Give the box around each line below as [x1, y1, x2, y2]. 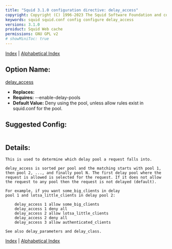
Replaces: [12, 88, 35, 95]
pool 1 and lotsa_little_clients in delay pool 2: [5, 193, 116, 198]
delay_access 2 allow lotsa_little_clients [14, 211, 109, 216]
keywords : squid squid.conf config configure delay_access [5, 17, 134, 22]
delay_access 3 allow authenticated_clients [14, 220, 111, 225]
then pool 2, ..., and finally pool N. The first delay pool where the [5, 170, 161, 175]
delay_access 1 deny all [14, 206, 68, 211]
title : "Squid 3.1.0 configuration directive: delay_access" [5, 7, 139, 13]
